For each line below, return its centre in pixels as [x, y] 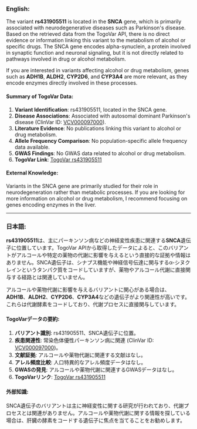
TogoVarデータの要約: [33, 319]
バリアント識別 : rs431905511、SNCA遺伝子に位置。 [77, 333]
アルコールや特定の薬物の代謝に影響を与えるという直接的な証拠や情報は [103, 255]
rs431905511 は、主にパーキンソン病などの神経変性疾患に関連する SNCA [93, 240]
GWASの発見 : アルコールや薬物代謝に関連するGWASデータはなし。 [96, 370]
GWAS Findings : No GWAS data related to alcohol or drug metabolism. [100, 153]
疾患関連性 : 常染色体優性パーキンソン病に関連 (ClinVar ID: [84, 340]
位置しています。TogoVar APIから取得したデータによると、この [92, 248]
